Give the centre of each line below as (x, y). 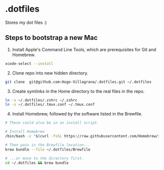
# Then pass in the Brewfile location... (48, 145)
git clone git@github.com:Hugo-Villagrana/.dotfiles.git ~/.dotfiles (78, 82)
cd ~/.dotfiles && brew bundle (37, 163)
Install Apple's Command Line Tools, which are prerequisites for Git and (84, 49)
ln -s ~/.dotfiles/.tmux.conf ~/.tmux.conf (50, 105)
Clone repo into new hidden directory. (50, 73)
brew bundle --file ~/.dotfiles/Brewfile (48, 150)
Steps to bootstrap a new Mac (51, 38)
